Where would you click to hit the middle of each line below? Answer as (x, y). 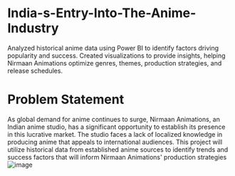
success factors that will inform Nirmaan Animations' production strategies (117, 157)
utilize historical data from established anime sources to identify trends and (118, 149)
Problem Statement (66, 99)
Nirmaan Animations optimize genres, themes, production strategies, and (115, 63)
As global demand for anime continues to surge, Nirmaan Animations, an (114, 119)
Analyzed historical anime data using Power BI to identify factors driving (113, 48)
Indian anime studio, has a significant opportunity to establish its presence (116, 127)
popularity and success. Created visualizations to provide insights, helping (116, 56)
